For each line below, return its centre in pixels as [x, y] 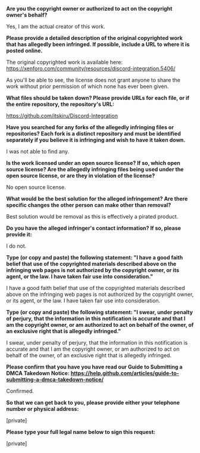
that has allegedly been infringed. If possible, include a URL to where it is [98, 44]
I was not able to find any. [38, 151]
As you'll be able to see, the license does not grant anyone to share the [93, 80]
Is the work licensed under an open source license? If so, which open [93, 163]
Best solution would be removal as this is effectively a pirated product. [92, 216]
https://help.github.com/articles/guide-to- [125, 373]
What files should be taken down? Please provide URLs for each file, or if [98, 98]
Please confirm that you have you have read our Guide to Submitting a [94, 367]
